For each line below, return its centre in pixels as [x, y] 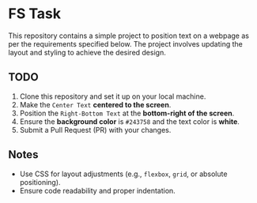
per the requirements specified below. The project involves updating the [125, 43]
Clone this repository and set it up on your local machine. [113, 96]
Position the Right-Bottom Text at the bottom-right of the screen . [127, 113]
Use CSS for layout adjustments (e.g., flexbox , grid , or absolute [123, 174]
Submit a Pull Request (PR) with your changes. [95, 130]
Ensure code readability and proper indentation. [97, 190]
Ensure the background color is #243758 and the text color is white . [129, 121]
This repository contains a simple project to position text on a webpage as [128, 36]
